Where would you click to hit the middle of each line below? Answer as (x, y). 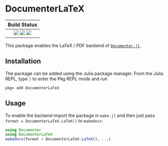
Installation (23, 61)
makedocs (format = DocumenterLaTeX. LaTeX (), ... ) (58, 139)
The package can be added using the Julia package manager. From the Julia (84, 73)
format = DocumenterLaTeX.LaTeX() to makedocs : (54, 120)
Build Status (23, 25)
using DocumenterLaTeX (29, 134)
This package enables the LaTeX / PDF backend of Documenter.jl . (73, 45)
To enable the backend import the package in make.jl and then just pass (80, 115)
